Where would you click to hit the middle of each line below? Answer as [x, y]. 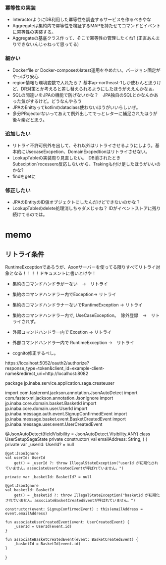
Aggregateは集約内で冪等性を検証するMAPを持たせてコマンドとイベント [86, 26]
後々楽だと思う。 [29, 119]
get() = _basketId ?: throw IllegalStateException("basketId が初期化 [87, 495]
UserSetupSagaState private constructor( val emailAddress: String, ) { [76, 439]
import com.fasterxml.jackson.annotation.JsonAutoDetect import [71, 393]
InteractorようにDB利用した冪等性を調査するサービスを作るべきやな [82, 20]
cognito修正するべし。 [35, 353]
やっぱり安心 [25, 76]
